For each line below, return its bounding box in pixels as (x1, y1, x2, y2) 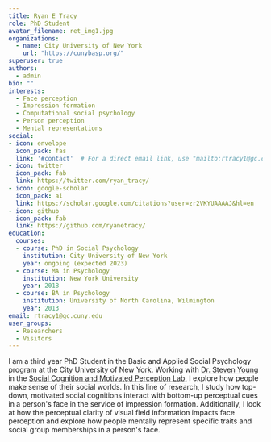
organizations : (8, 34, 60, 43)
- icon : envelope (8, 139, 67, 148)
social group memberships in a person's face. (8, 425, 161, 435)
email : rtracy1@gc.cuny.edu (8, 311, 103, 319)
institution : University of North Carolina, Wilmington (23, 297, 215, 305)
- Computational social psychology (15, 110, 135, 118)
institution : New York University (23, 274, 139, 282)
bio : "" (8, 79, 35, 87)
